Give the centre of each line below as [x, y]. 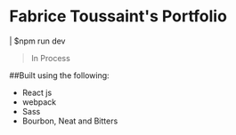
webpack [39, 102]
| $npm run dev [37, 41]
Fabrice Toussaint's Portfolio [118, 16]
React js [37, 92]
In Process [51, 58]
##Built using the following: [59, 75]
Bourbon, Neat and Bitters [70, 121]
